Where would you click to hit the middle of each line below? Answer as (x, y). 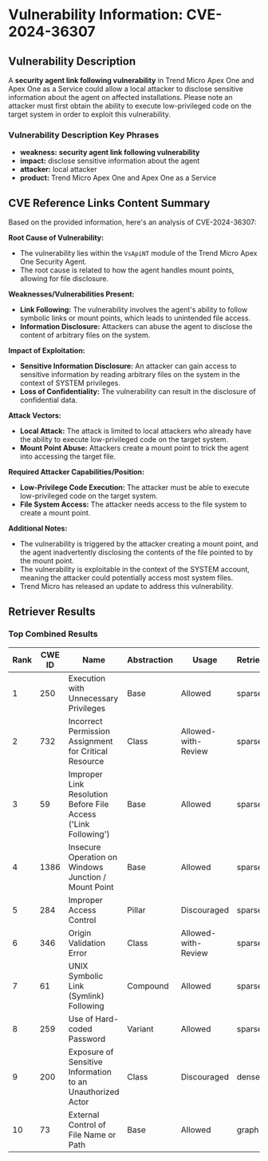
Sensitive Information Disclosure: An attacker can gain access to (128, 366)
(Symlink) (87, 996)
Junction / (87, 877)
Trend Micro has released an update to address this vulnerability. (126, 586)
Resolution (88, 794)
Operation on (93, 857)
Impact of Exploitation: (47, 351)
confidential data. (49, 400)
